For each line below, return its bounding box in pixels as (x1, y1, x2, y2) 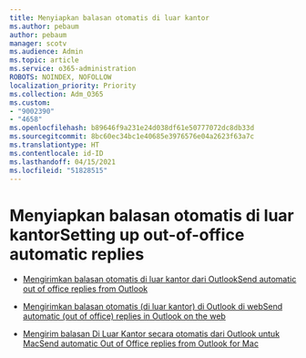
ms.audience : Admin (9, 47, 84, 56)
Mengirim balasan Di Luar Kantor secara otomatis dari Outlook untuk (22, 329, 280, 340)
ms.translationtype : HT (9, 140, 100, 149)
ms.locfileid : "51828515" (9, 166, 107, 175)
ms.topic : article (9, 56, 79, 65)
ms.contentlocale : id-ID (9, 148, 104, 158)
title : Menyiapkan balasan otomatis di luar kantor (9, 13, 209, 23)
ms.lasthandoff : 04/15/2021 (9, 157, 117, 167)
